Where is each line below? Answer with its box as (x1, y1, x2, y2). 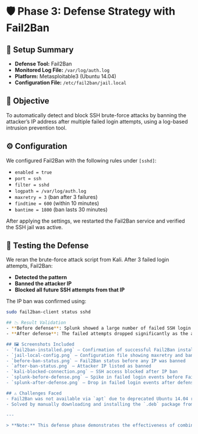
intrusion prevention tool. (6, 124, 67, 131)
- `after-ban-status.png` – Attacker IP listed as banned (6, 363, 151, 369)
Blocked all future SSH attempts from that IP (14, 286, 125, 293)
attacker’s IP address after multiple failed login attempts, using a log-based (6, 118, 189, 125)
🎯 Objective (6, 96, 49, 106)
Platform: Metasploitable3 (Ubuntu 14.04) (14, 73, 117, 79)
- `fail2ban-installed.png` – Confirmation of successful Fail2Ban (6, 347, 176, 353)
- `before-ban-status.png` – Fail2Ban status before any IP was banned (6, 357, 186, 364)
